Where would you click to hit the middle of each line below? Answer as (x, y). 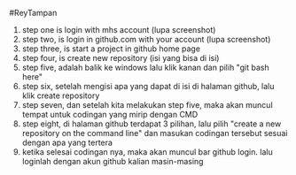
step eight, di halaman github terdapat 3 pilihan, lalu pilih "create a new (152, 124)
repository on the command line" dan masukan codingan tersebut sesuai (155, 133)
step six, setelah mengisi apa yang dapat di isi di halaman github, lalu (148, 86)
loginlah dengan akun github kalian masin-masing (113, 161)
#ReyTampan (33, 13)
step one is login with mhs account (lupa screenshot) (119, 30)
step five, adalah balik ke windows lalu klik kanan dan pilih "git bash (145, 67)
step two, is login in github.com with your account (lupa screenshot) (146, 39)
